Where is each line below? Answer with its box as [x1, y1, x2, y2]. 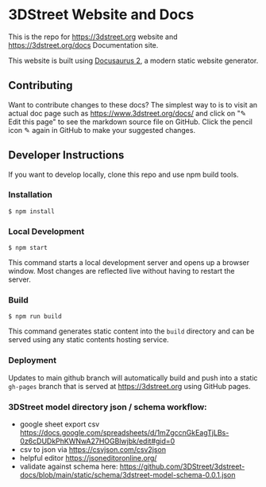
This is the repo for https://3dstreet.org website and [8, 32, 178, 41]
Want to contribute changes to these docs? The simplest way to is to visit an [8, 99, 258, 109]
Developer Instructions [8, 149, 125, 162]
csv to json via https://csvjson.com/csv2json [19, 445, 167, 454]
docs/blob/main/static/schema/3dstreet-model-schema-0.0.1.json [19, 470, 236, 480]
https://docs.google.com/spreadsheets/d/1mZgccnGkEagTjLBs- [19, 428, 229, 438]
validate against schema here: [19, 462, 118, 471]
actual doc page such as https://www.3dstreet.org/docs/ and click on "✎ [8, 108, 247, 118]
